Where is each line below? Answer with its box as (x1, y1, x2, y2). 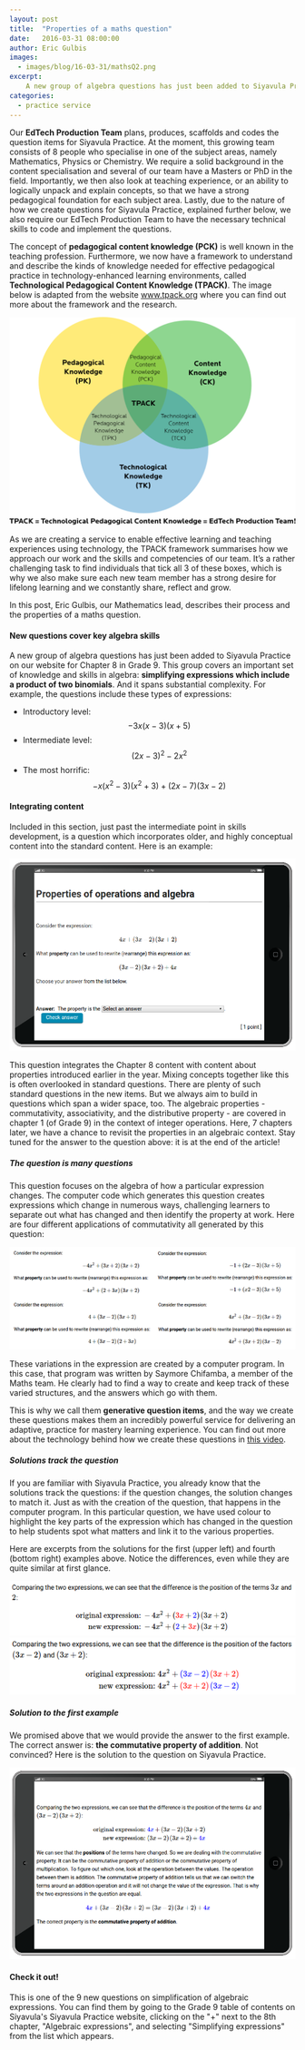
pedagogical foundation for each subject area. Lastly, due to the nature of (9, 194, 286, 205)
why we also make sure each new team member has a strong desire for (9, 573, 277, 584)
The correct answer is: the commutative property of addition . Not (9, 1740, 259, 1751)
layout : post (9, 15, 59, 24)
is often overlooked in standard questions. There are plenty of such (9, 1079, 261, 1090)
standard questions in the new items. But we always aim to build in (9, 1089, 259, 1100)
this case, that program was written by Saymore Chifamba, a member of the (9, 1368, 293, 1378)
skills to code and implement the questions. (9, 223, 172, 234)
